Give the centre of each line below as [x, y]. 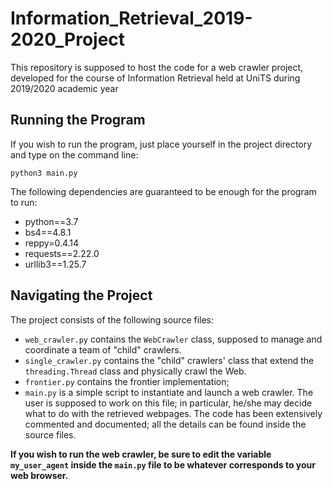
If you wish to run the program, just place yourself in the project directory [161, 144]
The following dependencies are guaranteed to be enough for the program [163, 191]
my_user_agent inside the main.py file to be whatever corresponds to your [163, 464]
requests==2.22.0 [62, 253]
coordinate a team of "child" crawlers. [103, 349]
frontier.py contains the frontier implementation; [127, 381]
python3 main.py [44, 173]
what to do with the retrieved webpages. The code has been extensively [173, 413]
